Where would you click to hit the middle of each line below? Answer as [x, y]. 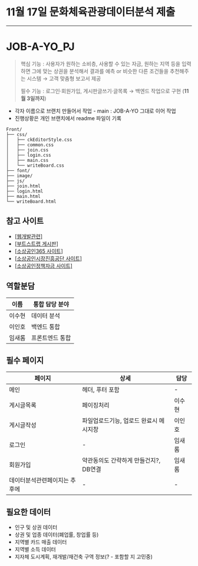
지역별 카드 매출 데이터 [41, 542]
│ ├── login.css [29, 155]
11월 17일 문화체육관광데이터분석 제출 [91, 12]
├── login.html [25, 191]
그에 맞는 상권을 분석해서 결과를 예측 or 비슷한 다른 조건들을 [100, 71]
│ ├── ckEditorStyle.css [39, 140]
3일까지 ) [36, 98]
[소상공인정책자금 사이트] [43, 266]
